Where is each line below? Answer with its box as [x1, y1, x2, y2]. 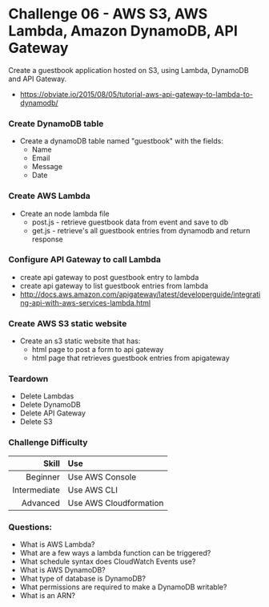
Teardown [8, 374, 49, 385]
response [31, 234, 63, 244]
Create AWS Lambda [8, 190, 90, 201]
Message [31, 162, 62, 172]
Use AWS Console [67, 471, 137, 482]
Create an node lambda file [19, 208, 110, 218]
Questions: [8, 521, 53, 532]
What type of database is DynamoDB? [19, 574, 147, 584]
